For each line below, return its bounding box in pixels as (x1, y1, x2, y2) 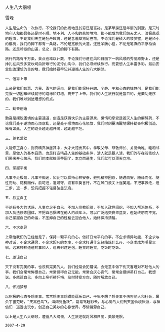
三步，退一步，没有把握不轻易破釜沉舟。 (5, 186, 75, 191)
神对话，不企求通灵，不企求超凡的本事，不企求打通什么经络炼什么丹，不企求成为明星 (5, 240, 152, 245)
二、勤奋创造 (5, 106, 28, 111)
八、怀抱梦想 (5, 284, 28, 289)
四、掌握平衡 (5, 166, 28, 170)
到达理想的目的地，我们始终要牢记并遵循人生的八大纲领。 (8, 67, 108, 72)
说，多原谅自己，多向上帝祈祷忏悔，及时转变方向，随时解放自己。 (5, 275, 120, 280)
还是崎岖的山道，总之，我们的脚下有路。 (12, 47, 82, 52)
